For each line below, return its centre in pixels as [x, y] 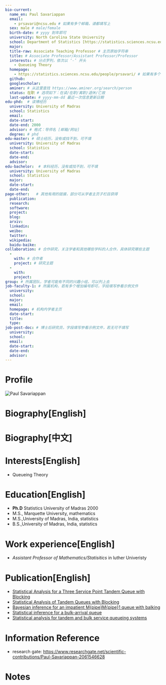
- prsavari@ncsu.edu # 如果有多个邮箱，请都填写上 [62, 24]
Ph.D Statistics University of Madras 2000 [55, 508]
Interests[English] [43, 461]
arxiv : [16, 222]
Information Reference [52, 638]
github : [18, 79]
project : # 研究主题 [34, 263]
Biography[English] [46, 414]
